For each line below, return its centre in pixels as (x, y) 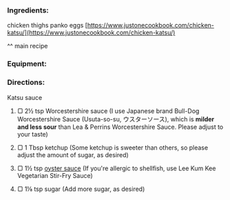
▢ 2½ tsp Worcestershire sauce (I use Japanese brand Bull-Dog (108, 111)
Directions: (26, 83)
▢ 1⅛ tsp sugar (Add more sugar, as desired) (81, 189)
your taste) (32, 134)
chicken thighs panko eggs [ (48, 26)
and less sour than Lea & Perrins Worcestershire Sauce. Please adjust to (120, 127)
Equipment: (27, 64)
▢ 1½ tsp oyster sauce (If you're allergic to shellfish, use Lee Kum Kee (116, 168)
